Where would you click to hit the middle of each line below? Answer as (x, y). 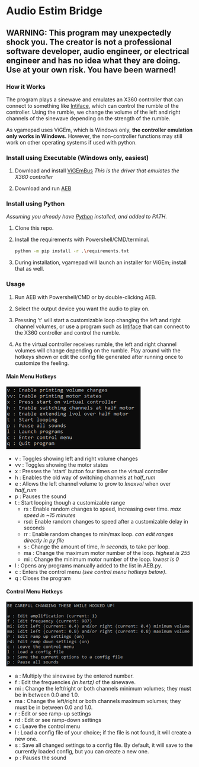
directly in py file (44, 540)
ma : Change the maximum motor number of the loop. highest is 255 (107, 553)
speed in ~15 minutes (49, 515)
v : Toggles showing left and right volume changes (76, 458)
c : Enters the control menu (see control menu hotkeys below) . (91, 572)
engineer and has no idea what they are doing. (93, 60)
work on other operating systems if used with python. (72, 142)
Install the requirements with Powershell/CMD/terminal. (82, 240)
